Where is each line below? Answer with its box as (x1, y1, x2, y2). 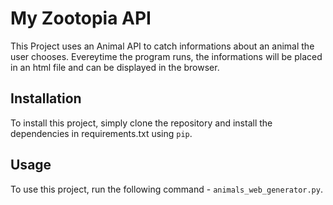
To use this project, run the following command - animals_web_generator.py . (10, 183, 323, 195)
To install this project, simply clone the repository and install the (10, 117, 273, 129)
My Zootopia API (10, 7, 152, 30)
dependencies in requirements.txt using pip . (10, 127, 193, 139)
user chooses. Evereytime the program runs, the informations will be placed (10, 50, 323, 62)
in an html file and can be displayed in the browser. (10, 61, 220, 73)
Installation (10, 90, 82, 107)
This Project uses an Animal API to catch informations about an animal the (10, 40, 315, 52)
